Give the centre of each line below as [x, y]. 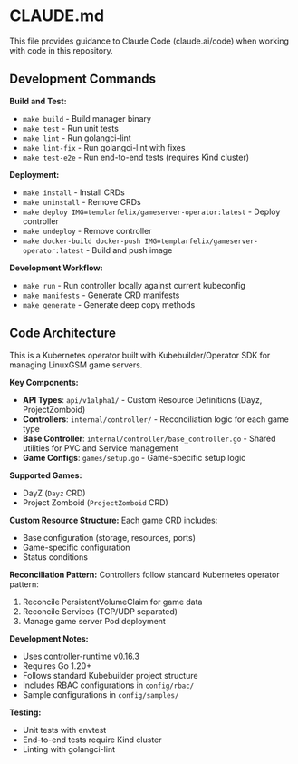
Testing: [25, 712]
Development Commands [83, 79]
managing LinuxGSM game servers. [76, 365]
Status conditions [55, 557]
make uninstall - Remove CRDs [82, 201]
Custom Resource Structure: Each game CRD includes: [114, 520]
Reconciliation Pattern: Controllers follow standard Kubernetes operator [144, 574]
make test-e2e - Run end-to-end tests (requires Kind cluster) [136, 157]
